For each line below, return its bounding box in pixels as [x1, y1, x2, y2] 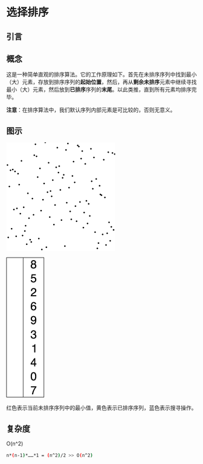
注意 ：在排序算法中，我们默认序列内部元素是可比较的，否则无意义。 [6, 106, 176, 113]
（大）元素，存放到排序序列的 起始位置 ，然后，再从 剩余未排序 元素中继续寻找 [6, 78, 197, 86]
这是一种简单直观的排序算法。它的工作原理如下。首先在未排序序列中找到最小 [6, 71, 197, 78]
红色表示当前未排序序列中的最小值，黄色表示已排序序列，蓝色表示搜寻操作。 [6, 404, 197, 412]
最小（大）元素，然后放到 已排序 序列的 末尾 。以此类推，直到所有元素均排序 [6, 86, 192, 94]
